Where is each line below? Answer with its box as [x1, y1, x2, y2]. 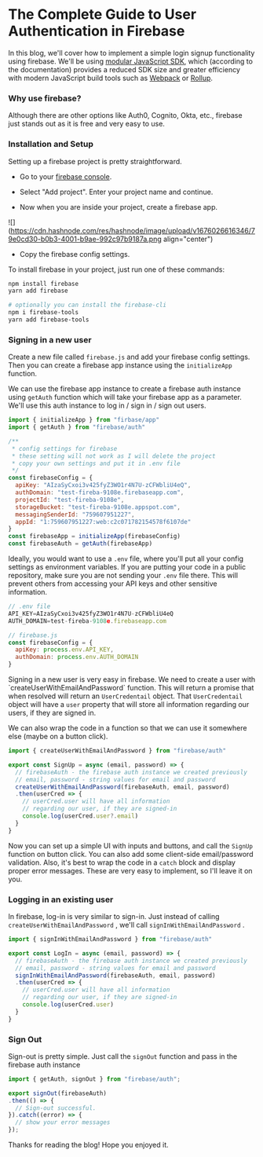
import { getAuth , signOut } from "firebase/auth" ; [8, 1075, 181, 1083]
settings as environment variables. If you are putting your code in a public [8, 562, 247, 572]
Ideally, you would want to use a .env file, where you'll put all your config [8, 554, 244, 563]
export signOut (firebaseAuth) [8, 1089, 108, 1097]
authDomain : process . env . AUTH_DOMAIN [15, 654, 139, 661]
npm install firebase [8, 280, 79, 287]
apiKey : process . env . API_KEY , [15, 646, 114, 654]
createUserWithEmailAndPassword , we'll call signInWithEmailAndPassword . [8, 921, 245, 929]
